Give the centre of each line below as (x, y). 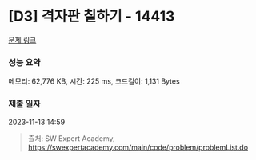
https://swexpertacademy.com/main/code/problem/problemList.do (138, 147)
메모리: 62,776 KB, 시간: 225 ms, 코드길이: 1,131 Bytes (94, 81)
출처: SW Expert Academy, (71, 138)
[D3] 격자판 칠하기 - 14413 (92, 16)
